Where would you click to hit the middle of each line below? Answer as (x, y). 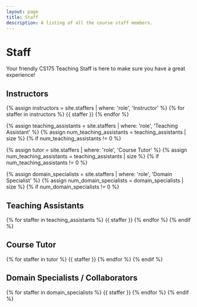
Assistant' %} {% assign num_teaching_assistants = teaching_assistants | (96, 132)
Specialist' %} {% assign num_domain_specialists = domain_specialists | (95, 181)
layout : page (22, 12)
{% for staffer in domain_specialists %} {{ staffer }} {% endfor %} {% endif (98, 292)
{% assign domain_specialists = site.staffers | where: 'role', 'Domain (89, 174)
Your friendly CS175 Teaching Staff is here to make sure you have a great (96, 68)
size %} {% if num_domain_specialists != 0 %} (63, 187)
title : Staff (22, 17)
